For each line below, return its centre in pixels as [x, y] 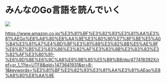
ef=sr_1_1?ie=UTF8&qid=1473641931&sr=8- [49, 65]
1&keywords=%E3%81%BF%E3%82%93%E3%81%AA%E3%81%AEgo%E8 [83, 70]
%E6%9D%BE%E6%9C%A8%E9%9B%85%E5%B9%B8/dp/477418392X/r [82, 59]
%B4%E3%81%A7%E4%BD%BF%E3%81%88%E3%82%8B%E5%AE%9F [82, 44]
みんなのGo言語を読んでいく [63, 10]
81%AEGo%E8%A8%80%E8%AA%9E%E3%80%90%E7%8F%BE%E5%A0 [83, 39]
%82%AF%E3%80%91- [30, 54]
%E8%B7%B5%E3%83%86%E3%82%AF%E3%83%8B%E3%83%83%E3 [82, 49]
